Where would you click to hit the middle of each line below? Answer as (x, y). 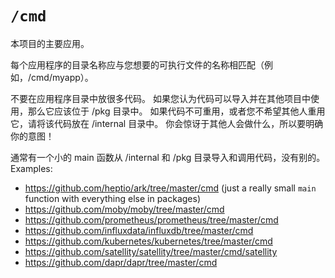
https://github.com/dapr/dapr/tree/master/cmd (121, 262)
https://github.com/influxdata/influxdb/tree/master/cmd (139, 230)
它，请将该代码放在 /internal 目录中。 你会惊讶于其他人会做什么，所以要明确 (167, 123)
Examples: (31, 168)
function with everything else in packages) (112, 198)
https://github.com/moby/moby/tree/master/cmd (124, 209)
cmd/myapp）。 (62, 77)
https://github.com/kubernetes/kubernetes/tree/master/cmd (148, 241)
